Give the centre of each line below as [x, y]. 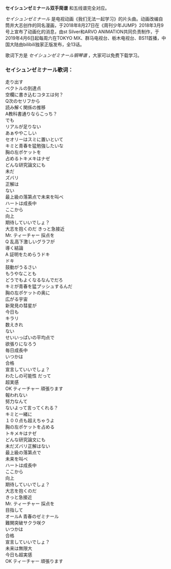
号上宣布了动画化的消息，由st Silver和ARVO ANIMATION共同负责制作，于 [82, 32]
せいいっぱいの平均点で [30, 337]
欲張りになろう [21, 344]
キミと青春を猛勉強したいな [34, 146]
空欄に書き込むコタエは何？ [34, 95]
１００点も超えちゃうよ [30, 421]
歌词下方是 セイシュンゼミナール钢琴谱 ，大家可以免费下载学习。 [74, 55]
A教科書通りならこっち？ [31, 114]
